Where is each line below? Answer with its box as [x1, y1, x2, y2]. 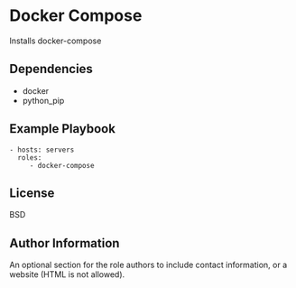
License [9, 185, 55, 200]
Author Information [9, 236, 120, 251]
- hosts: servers [9, 145, 75, 154]
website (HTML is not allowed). [9, 269, 125, 280]
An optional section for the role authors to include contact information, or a [9, 259, 288, 271]
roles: [17, 153, 42, 163]
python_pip [22, 95, 65, 106]
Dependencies [9, 61, 93, 77]
